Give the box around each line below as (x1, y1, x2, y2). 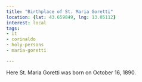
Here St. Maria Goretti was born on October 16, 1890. (6, 69, 136, 76)
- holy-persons (6, 42, 44, 48)
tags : (6, 25, 20, 31)
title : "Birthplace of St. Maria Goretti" (6, 8, 113, 15)
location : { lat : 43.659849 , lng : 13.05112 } (6, 14, 116, 20)
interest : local (6, 20, 47, 26)
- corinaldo (6, 36, 36, 42)
